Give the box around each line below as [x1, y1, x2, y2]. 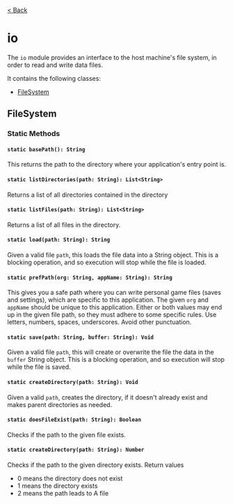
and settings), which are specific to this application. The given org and [7, 296, 209, 304]
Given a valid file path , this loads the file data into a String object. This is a [7, 251, 219, 259]
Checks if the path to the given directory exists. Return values [7, 461, 184, 469]
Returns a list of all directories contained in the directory [7, 190, 168, 199]
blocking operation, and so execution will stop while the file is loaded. [7, 258, 207, 267]
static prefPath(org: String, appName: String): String [7, 274, 172, 281]
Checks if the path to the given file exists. [7, 430, 127, 438]
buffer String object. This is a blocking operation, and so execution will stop [7, 356, 225, 364]
